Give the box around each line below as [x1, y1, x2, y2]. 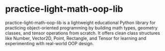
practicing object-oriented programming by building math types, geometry [5, 25, 158, 30]
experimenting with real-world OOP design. [5, 40, 94, 46]
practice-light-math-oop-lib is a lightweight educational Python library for [5, 20, 156, 25]
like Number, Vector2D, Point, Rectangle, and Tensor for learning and [5, 35, 147, 41]
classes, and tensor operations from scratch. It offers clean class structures [5, 30, 161, 36]
